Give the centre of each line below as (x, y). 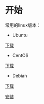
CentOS (20, 55)
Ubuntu (20, 35)
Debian (20, 75)
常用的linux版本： (23, 25)
